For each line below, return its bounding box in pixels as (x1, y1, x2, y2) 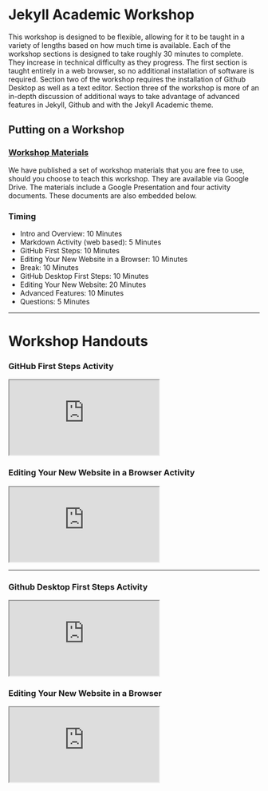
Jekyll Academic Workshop (8, 6, 195, 24)
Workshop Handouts (8, 332, 149, 351)
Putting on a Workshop (8, 123, 125, 137)
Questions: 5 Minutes (19, 296, 90, 306)
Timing (8, 210, 37, 221)
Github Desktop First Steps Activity (8, 581, 148, 592)
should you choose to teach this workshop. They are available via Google (8, 173, 250, 183)
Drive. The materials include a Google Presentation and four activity (8, 182, 231, 192)
